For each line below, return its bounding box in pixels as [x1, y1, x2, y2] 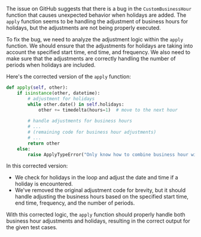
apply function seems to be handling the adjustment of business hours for [6, 18, 188, 25]
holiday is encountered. [14, 180, 73, 188]
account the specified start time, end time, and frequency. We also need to [6, 49, 190, 56]
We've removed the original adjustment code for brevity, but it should [14, 187, 186, 194]
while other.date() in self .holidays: [28, 101, 124, 107]
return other [28, 140, 60, 146]
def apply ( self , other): [6, 85, 68, 91]
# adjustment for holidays [28, 95, 95, 101]
